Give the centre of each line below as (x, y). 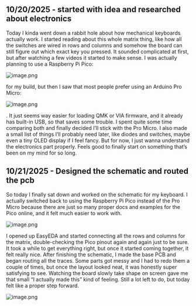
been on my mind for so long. (42, 153)
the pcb (20, 180)
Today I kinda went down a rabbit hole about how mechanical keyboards (93, 33)
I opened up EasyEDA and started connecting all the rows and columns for (96, 236)
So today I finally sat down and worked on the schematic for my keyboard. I (97, 194)
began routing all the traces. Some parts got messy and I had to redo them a (98, 260)
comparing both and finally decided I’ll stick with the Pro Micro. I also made (97, 128)
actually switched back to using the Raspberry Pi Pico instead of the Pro (93, 201)
